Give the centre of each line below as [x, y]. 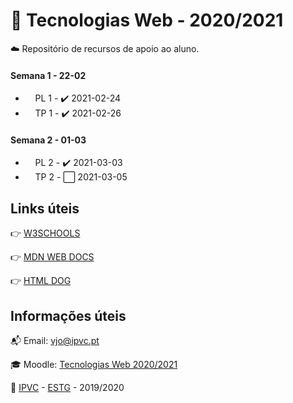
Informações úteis [68, 315]
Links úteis [45, 208]
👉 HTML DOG [41, 281]
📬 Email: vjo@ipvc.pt [55, 340]
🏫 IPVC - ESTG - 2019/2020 [67, 387]
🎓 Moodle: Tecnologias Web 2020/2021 [94, 364]
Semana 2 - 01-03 [48, 140]
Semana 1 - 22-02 [48, 75]
